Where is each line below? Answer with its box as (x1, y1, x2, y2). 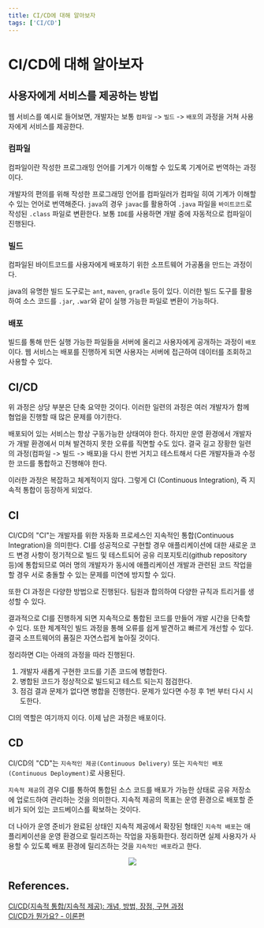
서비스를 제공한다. (28, 122, 84, 131)
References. (8, 879, 69, 892)
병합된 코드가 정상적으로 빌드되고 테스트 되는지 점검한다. (19, 676, 193, 687)
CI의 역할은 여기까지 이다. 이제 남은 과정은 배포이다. (8, 713, 167, 723)
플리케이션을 (8, 831, 47, 840)
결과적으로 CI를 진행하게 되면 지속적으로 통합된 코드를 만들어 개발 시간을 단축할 (8, 613, 251, 623)
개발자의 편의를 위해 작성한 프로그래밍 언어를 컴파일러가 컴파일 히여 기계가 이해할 (8, 189, 257, 198)
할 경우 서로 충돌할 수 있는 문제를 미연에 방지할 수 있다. (8, 570, 176, 580)
